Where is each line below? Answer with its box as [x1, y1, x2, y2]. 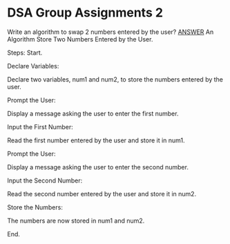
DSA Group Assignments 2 [7, 5, 164, 21]
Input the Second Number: [7, 176, 83, 185]
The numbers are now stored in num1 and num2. [7, 216, 145, 225]
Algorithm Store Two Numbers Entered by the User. [7, 35, 153, 43]
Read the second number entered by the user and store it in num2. [7, 189, 197, 198]
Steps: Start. [7, 48, 43, 57]
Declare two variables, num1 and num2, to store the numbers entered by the [7, 75, 223, 84]
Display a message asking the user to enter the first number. [7, 109, 179, 118]
